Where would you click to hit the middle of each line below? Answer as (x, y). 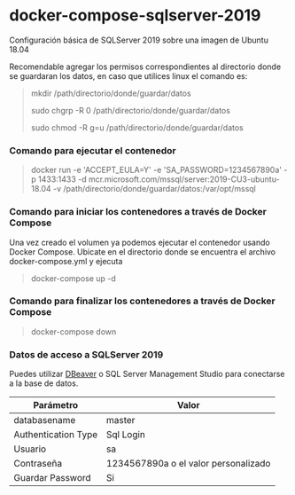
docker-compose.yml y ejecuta (66, 261)
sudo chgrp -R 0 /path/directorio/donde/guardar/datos (130, 110)
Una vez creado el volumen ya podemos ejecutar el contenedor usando (140, 242)
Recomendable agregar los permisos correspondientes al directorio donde (145, 67)
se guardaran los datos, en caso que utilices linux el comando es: (128, 75)
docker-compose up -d (74, 278)
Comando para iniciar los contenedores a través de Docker (138, 212)
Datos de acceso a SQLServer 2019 (86, 354)
